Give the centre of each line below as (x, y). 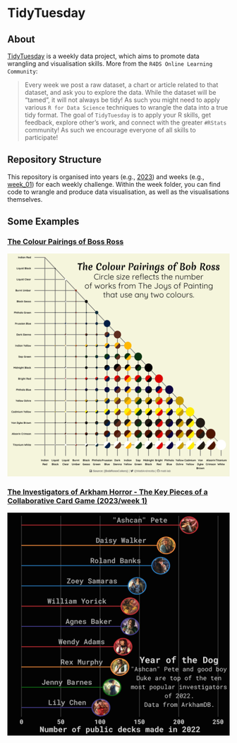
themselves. (25, 199)
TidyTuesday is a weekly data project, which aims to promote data (103, 56)
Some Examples (43, 222)
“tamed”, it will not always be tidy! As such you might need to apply (122, 100)
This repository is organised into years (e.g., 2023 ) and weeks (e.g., (106, 177)
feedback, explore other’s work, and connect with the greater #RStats (126, 122)
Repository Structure (55, 160)
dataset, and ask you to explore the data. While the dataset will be (120, 92)
